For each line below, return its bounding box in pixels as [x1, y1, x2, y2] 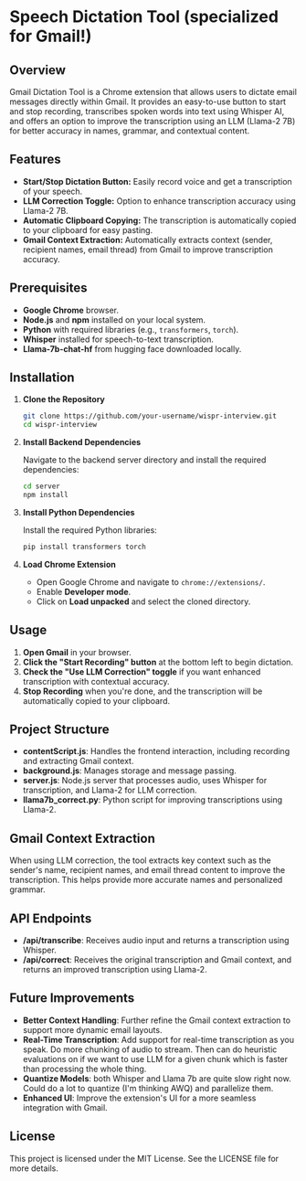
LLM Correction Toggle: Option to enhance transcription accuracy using [22, 195, 297, 207]
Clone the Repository [22, 394, 105, 405]
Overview [9, 62, 67, 78]
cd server [22, 482, 61, 491]
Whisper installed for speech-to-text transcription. [22, 334, 215, 345]
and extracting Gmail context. [22, 756, 134, 767]
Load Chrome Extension [22, 559, 116, 569]
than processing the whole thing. [22, 1063, 147, 1074]
